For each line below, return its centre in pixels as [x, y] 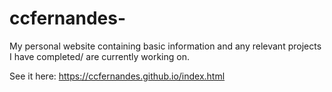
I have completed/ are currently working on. [100, 56]
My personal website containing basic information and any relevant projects [165, 46]
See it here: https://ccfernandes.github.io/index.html [117, 76]
